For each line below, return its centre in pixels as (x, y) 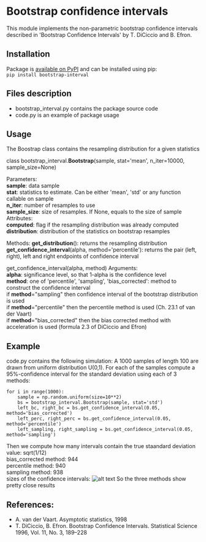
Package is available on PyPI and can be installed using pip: (82, 69)
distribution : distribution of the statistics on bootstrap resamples (88, 231)
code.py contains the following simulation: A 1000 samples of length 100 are (103, 361)
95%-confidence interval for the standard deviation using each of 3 (92, 374)
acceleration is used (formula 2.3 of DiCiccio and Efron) (77, 327)
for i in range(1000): (35, 392)
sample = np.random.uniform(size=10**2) (70, 397)
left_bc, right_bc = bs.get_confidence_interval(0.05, (89, 408)
